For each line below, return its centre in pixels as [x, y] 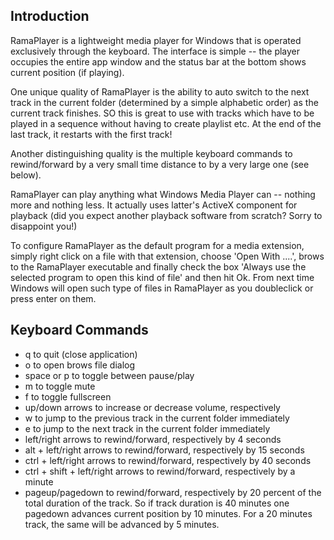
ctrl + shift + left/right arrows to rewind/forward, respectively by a [160, 471]
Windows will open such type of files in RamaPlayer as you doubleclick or [162, 288]
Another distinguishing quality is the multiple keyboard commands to [151, 153]
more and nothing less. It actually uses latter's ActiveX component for [154, 205]
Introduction [50, 16]
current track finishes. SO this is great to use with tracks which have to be [162, 113]
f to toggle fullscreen [68, 396]
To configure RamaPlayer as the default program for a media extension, [157, 245]
